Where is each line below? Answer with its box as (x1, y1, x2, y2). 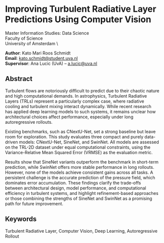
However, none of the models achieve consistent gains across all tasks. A (5, 169, 153, 175)
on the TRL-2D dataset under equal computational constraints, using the (5, 144, 151, 150)
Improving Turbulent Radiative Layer (5, 3, 157, 15)
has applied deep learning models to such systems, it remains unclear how (5, 108, 156, 114)
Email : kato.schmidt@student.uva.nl (5, 55, 78, 61)
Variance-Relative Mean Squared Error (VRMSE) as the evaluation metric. (5, 149, 153, 155)
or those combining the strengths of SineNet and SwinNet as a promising (5, 195, 153, 201)
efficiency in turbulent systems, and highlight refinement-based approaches (5, 190, 159, 196)
